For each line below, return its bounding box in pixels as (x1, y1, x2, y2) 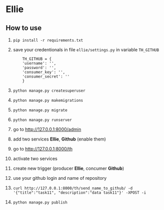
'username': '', (22, 61, 56, 66)
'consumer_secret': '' (22, 74, 70, 79)
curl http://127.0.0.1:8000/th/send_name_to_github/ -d (13, 186, 133, 191)
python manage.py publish (13, 200, 67, 205)
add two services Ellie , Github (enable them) (13, 136, 106, 142)
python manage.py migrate (13, 108, 67, 113)
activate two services (13, 156, 58, 162)
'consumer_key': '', (22, 69, 65, 75)
